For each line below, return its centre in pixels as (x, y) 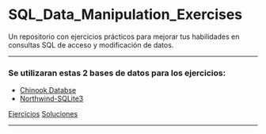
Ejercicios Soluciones (43, 114)
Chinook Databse (48, 90)
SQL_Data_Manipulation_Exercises (125, 15)
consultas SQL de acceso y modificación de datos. (91, 44)
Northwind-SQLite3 (51, 99)
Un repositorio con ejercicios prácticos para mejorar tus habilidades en (124, 36)
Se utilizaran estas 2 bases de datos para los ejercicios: (117, 73)
